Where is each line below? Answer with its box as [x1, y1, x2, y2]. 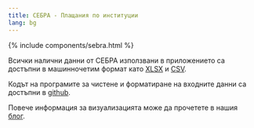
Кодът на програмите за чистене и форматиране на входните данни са [8, 79, 247, 89]
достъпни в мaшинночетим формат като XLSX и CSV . [8, 64, 187, 73]
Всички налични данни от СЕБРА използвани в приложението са [8, 56, 226, 65]
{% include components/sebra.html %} [8, 40, 135, 49]
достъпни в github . [8, 87, 71, 97]
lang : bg [8, 19, 37, 27]
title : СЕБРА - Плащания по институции [8, 11, 139, 20]
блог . [8, 111, 26, 120]
